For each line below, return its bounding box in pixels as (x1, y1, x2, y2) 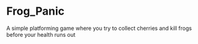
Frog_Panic (6, 4, 65, 18)
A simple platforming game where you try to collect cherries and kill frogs (6, 24, 192, 32)
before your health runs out (6, 31, 75, 38)
